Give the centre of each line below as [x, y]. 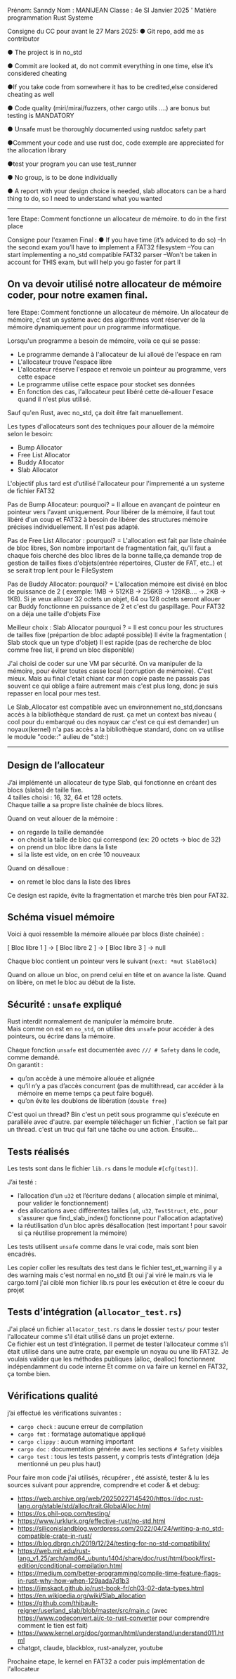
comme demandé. [33, 1057]
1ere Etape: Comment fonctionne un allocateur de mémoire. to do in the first [117, 218]
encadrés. [22, 1254]
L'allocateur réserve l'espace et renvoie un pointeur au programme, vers [122, 369]
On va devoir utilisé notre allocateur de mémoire [115, 284]
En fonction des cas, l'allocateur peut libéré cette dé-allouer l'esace [115, 391]
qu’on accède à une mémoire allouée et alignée [86, 1078]
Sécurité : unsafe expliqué [65, 1004]
